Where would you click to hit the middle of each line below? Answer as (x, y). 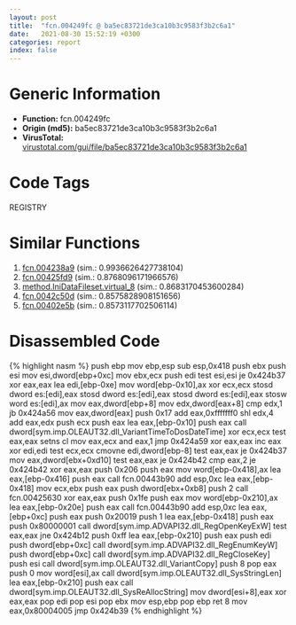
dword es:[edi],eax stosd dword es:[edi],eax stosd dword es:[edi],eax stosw (148, 394)
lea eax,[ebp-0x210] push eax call (71, 582)
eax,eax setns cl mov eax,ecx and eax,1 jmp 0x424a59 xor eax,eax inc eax (145, 441)
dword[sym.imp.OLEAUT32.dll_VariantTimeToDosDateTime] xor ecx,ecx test (148, 432)
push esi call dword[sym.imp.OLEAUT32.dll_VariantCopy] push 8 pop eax (143, 563)
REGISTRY (28, 207)
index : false (33, 51)
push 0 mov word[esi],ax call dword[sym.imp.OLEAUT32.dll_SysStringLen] (145, 573)
